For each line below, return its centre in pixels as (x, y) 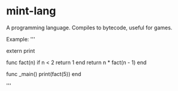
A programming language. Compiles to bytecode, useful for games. (89, 28)
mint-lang (31, 11)
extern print (21, 51)
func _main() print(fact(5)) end (44, 74)
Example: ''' (21, 39)
